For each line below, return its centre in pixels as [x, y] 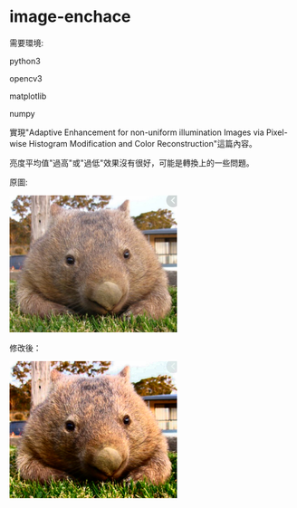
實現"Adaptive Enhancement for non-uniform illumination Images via [137, 132]
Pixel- [277, 132]
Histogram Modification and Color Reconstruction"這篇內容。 [143, 143]
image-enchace [70, 17]
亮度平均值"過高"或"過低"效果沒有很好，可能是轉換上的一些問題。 [132, 163]
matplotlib [28, 96]
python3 [25, 61]
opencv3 [26, 78]
